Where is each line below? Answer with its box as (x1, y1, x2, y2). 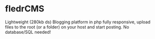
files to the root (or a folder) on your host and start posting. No (5, 24, 129, 29)
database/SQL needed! (5, 29, 51, 35)
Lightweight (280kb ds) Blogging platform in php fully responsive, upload (5, 19, 151, 25)
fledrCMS (5, 3, 44, 14)
